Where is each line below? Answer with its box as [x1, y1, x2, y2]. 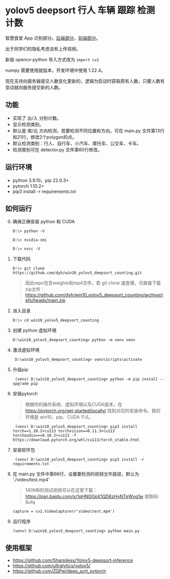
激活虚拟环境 [12, 347, 39, 353]
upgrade [12, 381, 29, 386]
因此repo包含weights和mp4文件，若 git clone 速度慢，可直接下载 [25, 280, 161, 286]
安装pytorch [12, 391, 38, 397]
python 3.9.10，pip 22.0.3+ [12, 177, 69, 183]
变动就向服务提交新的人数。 [5, 84, 63, 90]
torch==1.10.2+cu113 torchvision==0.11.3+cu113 [12, 429, 115, 434]
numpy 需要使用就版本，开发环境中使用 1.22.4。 [5, 67, 106, 73]
